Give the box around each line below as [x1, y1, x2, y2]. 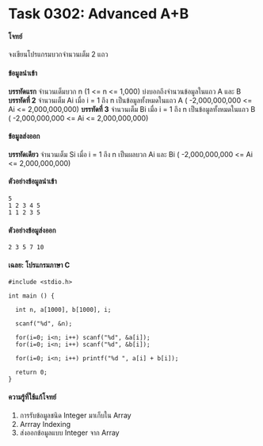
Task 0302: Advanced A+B [8, 5, 189, 23]
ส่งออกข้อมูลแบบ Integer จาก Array [19, 428, 120, 437]
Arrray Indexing [19, 419, 71, 429]
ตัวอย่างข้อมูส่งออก [8, 225, 56, 235]
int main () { [8, 292, 55, 300]
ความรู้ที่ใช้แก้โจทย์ [8, 392, 57, 402]
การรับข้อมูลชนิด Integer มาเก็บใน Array [19, 410, 132, 420]
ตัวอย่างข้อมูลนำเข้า [8, 176, 57, 186]
